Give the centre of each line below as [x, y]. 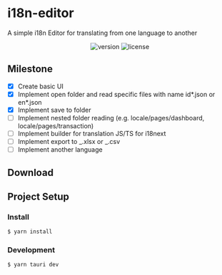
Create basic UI [41, 86]
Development [31, 250]
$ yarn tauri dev [33, 265]
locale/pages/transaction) [56, 126]
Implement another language [60, 150]
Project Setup [39, 196]
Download [30, 172]
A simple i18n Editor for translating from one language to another [102, 33]
